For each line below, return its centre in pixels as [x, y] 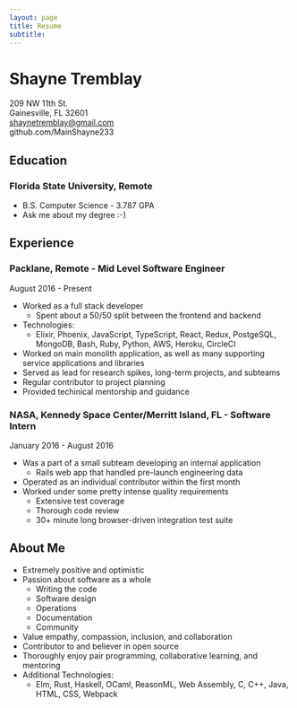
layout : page [34, 17]
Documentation [64, 617]
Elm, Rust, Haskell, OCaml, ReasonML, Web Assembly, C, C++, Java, [162, 684]
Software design [66, 599]
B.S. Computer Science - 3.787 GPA [88, 205]
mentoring [41, 665]
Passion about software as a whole [87, 579]
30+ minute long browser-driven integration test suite [134, 520]
